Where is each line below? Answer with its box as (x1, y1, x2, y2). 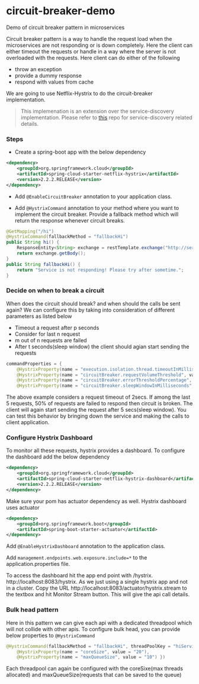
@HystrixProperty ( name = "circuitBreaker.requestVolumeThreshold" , (17, 372, 187, 378)
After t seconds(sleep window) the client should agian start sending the (14, 343, 190, 350)
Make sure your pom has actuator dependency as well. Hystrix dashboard (6, 497, 187, 505)
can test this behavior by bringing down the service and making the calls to (6, 412, 190, 419)
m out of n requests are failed (14, 336, 87, 343)
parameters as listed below (6, 313, 72, 320)
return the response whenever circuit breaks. (14, 217, 126, 224)
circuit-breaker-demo (6, 4, 115, 18)
